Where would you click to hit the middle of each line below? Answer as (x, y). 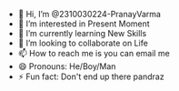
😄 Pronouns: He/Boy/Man (67, 66)
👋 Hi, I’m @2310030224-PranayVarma (89, 14)
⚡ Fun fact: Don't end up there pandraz (91, 76)
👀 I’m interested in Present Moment (84, 24)
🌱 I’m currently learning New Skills (82, 33)
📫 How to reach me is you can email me (94, 53)
